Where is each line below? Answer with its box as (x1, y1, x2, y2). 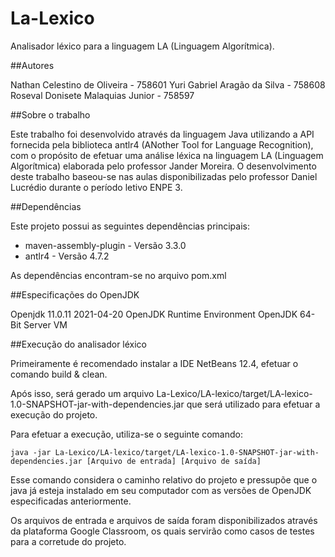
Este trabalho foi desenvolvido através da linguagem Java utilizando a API (10, 128, 315, 140)
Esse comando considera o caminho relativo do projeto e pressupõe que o (10, 473, 318, 486)
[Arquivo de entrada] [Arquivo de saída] (86, 456, 262, 466)
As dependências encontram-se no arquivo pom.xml (10, 269, 227, 281)
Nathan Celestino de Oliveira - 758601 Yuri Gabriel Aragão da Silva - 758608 (10, 78, 326, 91)
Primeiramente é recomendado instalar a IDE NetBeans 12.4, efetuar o (10, 357, 299, 369)
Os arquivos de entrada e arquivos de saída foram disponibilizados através (10, 514, 318, 526)
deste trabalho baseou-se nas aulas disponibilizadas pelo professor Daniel (10, 170, 318, 182)
